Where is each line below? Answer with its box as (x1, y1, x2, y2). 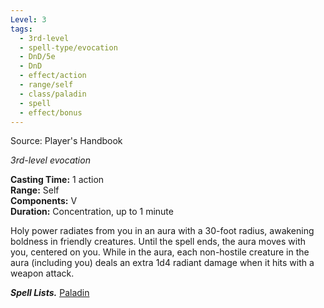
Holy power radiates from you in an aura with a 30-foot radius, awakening (10, 225, 315, 237)
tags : (10, 24, 33, 34)
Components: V (10, 195, 78, 207)
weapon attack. (10, 267, 75, 280)
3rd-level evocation (10, 154, 91, 166)
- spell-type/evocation (19, 42, 118, 53)
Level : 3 (10, 14, 47, 25)
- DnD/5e (19, 52, 56, 62)
